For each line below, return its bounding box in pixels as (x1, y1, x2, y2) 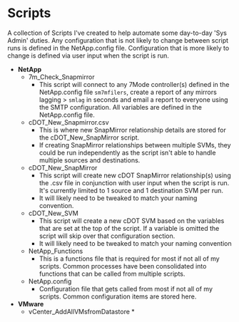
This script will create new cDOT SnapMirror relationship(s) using (39, 171, 231, 180)
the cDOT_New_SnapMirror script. (39, 133, 140, 142)
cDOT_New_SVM (28, 209, 78, 217)
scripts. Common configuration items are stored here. (39, 292, 197, 301)
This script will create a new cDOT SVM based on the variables (39, 216, 225, 225)
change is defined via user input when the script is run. (7, 51, 170, 60)
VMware (17, 299, 44, 308)
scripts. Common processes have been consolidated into (39, 261, 207, 270)
